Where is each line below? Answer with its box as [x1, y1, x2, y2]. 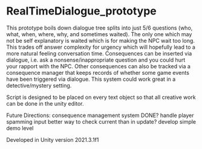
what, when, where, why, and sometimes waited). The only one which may [6, 30, 192, 37]
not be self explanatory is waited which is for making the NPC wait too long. [6, 37, 195, 44]
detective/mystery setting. [6, 81, 72, 89]
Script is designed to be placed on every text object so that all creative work [6, 94, 197, 101]
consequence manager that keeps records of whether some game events [6, 69, 189, 76]
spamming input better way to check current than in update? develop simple [6, 118, 197, 125]
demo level [6, 124, 34, 132]
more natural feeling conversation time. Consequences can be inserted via [6, 49, 192, 57]
